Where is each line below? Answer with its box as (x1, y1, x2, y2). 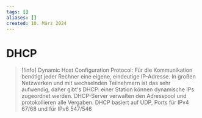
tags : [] (6, 9, 29, 15)
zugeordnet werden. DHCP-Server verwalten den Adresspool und (21, 92, 187, 100)
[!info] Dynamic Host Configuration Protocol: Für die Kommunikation (21, 66, 193, 74)
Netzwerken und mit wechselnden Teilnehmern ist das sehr (21, 80, 171, 87)
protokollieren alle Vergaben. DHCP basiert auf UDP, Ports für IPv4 (21, 99, 189, 106)
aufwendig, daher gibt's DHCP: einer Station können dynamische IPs (21, 86, 194, 93)
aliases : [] (6, 15, 37, 21)
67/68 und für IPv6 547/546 (21, 105, 92, 113)
